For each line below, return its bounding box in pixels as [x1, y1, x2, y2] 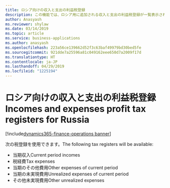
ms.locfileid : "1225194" [5, 69, 58, 74]
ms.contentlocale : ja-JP [5, 59, 58, 64]
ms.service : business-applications [5, 36, 80, 41]
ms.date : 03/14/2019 [5, 26, 49, 31]
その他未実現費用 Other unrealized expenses [12, 177, 105, 183]
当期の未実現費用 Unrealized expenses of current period [12, 171, 129, 177]
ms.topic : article [5, 31, 44, 36]
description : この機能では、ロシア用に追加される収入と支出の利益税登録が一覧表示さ [5, 12, 163, 17]
